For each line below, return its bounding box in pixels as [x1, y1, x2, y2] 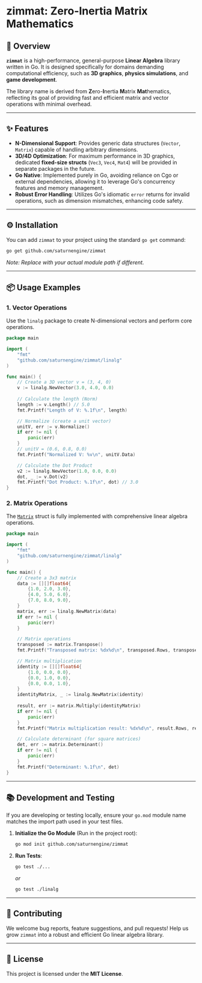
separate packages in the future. [14, 165, 96, 172]
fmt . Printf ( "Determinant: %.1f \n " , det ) [17, 764, 120, 770]
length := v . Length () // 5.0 [17, 401, 90, 407]
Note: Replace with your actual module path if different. [6, 259, 144, 266]
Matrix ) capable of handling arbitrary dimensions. [14, 146, 138, 153]
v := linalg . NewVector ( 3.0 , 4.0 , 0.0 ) [17, 385, 114, 391]
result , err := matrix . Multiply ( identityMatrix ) [17, 703, 141, 709]
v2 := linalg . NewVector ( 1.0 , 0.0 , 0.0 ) [17, 468, 117, 474]
